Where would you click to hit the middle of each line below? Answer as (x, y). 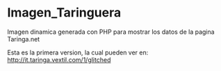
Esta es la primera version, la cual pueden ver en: (78, 52)
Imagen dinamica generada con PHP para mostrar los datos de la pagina (111, 32)
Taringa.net (24, 39)
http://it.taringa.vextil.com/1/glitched (59, 59)
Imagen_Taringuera (64, 13)
